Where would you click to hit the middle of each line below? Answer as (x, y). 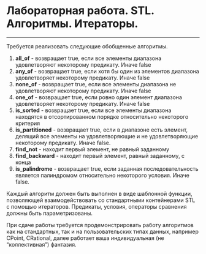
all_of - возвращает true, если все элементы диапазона (88, 58)
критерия (28, 123)
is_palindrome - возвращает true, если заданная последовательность (107, 168)
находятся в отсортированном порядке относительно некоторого (102, 116)
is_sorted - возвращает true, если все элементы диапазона (93, 110)
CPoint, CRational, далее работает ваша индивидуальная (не (85, 238)
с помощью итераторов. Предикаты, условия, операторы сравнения (97, 206)
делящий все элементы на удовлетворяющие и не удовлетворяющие (107, 136)
